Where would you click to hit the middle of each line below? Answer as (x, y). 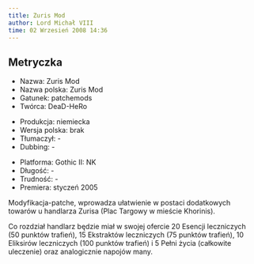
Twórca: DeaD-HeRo (53, 107)
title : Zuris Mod (37, 15)
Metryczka (36, 62)
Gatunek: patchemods (56, 98)
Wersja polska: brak (52, 130)
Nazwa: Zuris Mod (50, 81)
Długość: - (37, 171)
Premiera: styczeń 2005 (59, 187)
